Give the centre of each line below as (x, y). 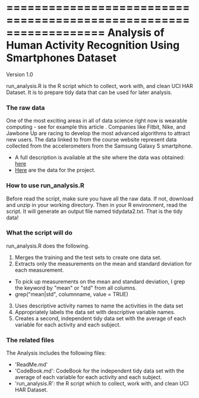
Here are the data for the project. (55, 170)
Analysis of (136, 33)
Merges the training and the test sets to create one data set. (88, 257)
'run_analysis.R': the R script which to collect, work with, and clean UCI (102, 384)
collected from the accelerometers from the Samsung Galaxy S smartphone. (99, 146)
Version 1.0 (20, 74)
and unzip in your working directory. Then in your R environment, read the (97, 205)
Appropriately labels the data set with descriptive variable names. (95, 312)
